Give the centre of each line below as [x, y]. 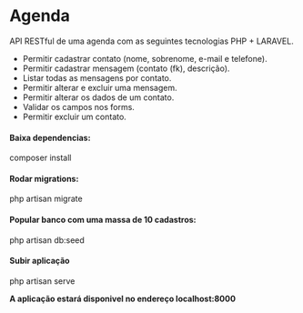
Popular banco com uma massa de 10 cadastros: [103, 219]
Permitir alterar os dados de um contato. [98, 97]
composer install [40, 158]
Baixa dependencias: [50, 137]
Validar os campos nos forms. [78, 106]
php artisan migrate [46, 199]
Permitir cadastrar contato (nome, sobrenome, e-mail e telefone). [145, 58]
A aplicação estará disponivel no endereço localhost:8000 [123, 298]
